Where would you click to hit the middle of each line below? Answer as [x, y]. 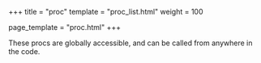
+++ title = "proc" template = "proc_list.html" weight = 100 [106, 12]
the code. [24, 51]
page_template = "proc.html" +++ [65, 27]
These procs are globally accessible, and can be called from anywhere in [130, 43]
